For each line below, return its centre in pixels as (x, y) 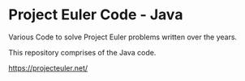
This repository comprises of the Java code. (82, 52)
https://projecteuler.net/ (48, 68)
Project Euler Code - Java (96, 15)
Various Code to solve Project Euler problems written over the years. (123, 37)
